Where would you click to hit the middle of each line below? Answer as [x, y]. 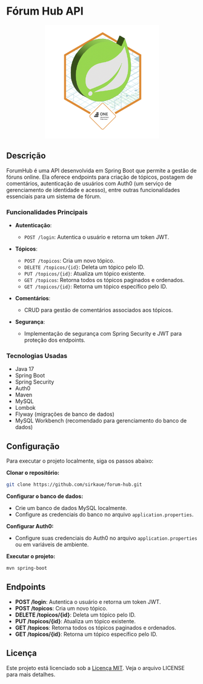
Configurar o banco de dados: [45, 496]
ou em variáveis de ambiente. [52, 545]
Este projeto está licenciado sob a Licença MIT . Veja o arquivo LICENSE [95, 668]
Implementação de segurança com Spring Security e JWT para [103, 334]
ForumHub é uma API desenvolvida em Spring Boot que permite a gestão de [101, 170]
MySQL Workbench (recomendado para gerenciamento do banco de [101, 421]
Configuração [33, 446]
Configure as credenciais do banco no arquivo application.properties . [104, 514]
